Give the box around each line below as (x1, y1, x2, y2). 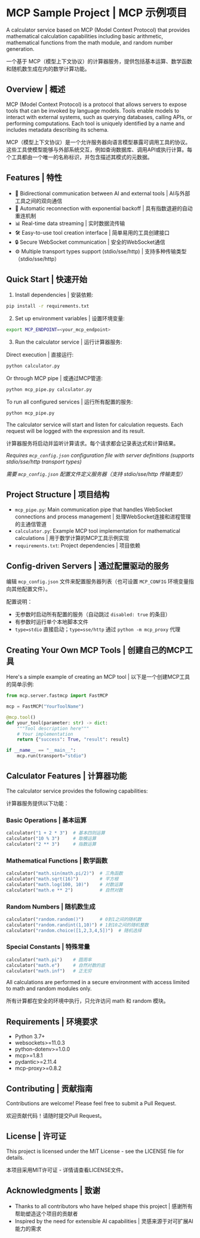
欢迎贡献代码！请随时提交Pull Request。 (6, 1112, 105, 1119)
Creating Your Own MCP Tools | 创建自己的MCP (6, 645, 185, 655)
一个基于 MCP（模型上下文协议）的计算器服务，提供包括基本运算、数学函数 (6, 57, 192, 65)
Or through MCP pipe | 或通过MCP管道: (6, 375, 103, 381)
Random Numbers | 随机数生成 (6, 902, 96, 911)
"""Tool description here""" (17, 726, 90, 732)
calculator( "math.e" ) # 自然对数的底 (6, 962, 106, 968)
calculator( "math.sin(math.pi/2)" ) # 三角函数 (6, 870, 124, 876)
